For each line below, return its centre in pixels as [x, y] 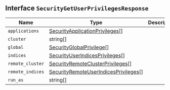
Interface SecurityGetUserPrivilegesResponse [77, 8]
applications [24, 31]
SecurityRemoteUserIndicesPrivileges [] [96, 71]
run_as [16, 80]
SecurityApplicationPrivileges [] [86, 31]
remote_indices [26, 72]
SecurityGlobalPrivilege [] [79, 47]
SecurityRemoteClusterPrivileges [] [90, 63]
